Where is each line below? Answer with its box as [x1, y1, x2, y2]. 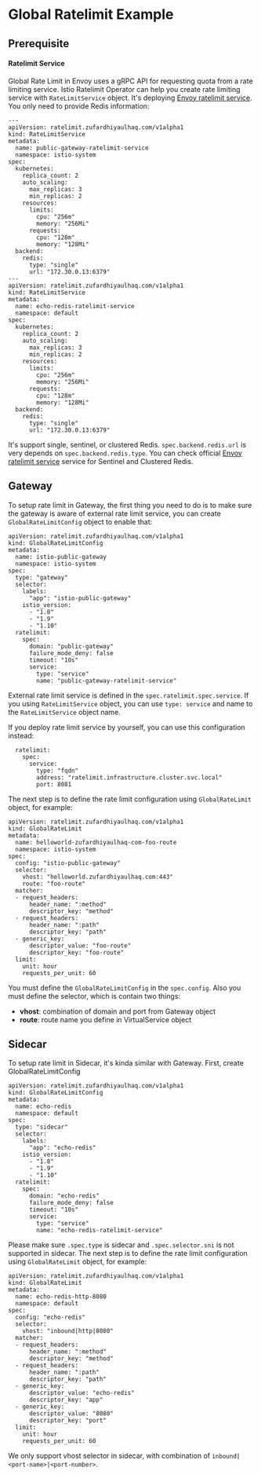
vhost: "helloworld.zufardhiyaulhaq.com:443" [22, 873, 174, 881]
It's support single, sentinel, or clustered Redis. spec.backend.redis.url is [8, 440, 247, 449]
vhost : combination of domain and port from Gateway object [19, 1007, 216, 1016]
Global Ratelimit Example [8, 6, 174, 24]
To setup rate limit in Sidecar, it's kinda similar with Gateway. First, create [8, 1058, 245, 1068]
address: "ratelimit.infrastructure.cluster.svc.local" [36, 773, 223, 782]
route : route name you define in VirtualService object [19, 1014, 192, 1024]
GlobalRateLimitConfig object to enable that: [8, 517, 153, 526]
